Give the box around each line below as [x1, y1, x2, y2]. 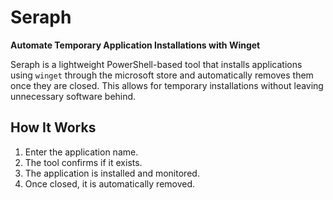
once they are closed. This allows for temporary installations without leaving [10, 79, 324, 91]
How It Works [10, 119, 97, 136]
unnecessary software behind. [10, 90, 137, 102]
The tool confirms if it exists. [24, 156, 143, 168]
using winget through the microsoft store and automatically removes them [10, 69, 314, 81]
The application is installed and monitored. [24, 167, 200, 179]
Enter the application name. [24, 146, 139, 158]
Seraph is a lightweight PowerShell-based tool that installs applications [10, 58, 303, 70]
